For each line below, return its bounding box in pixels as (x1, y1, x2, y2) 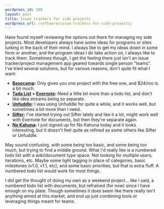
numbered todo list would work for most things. (5, 168, 101, 174)
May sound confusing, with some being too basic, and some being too (5, 142, 147, 148)
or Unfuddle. (12, 132, 38, 138)
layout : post (5, 12, 32, 17)
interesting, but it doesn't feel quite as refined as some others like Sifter (12, 127, 157, 133)
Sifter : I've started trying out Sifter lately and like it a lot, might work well (12, 111, 158, 118)
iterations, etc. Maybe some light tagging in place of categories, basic (5, 157, 146, 163)
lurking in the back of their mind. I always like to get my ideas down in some (5, 45, 158, 51)
